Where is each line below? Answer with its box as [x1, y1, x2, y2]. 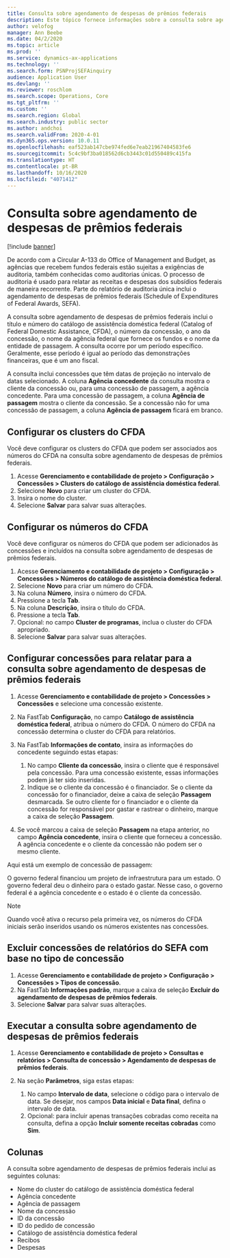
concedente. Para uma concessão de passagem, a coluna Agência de [7, 391, 205, 400]
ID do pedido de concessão [16, 1222, 95, 1230]
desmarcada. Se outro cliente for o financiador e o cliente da [27, 797, 199, 806]
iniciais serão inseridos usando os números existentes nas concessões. [7, 922, 209, 930]
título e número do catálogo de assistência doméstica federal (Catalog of [7, 320, 213, 328]
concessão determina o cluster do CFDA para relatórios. [16, 727, 176, 736]
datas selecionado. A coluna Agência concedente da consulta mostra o [7, 377, 210, 385]
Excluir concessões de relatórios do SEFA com [7, 942, 209, 954]
